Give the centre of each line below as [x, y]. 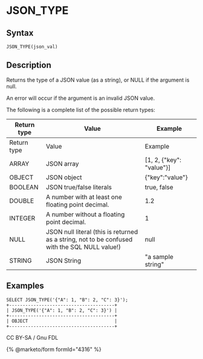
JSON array [63, 163]
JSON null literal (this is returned [92, 232]
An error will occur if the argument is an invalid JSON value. [81, 98]
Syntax [20, 33]
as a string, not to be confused [89, 239]
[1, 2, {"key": [163, 160]
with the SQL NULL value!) [83, 247]
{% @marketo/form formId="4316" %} [54, 349]
